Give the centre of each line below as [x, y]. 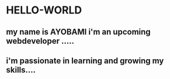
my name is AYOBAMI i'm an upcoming [78, 32]
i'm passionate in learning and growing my [85, 61]
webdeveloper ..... [40, 41]
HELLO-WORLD [44, 10]
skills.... [21, 70]
